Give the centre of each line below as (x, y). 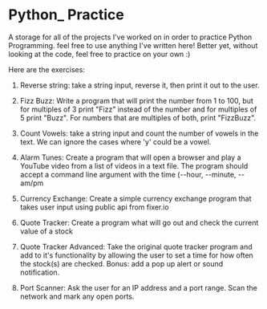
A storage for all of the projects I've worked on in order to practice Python (130, 37)
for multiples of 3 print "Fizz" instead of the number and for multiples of (138, 109)
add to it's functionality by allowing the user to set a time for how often (137, 255)
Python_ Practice (66, 15)
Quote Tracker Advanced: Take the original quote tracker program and (136, 246)
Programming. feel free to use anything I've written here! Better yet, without (133, 45)
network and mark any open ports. (77, 296)
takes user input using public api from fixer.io (95, 207)
